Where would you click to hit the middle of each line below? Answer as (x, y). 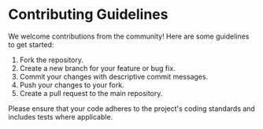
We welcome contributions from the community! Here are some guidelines (129, 36)
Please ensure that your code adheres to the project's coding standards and (132, 109)
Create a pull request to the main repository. (91, 93)
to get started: (31, 44)
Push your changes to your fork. (72, 85)
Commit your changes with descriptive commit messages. (114, 76)
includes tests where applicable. (61, 116)
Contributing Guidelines (88, 15)
